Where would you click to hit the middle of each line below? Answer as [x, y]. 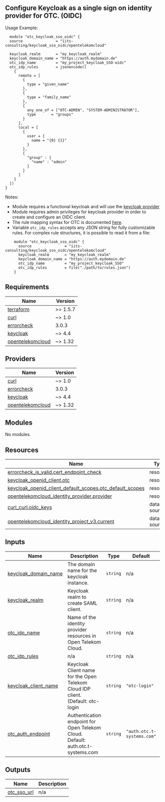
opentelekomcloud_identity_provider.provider [60, 496]
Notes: [12, 197]
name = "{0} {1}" [49, 140]
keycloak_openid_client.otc [39, 480]
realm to [77, 597]
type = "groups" [50, 114]
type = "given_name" [48, 84]
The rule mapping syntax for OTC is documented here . [67, 222]
